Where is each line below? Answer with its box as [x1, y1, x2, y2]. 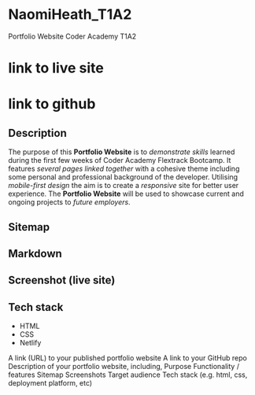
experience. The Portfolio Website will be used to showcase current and [8, 189, 244, 198]
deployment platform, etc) [8, 378, 93, 388]
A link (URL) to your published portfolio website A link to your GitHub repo [8, 353, 248, 363]
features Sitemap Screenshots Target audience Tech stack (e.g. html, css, [8, 370, 248, 379]
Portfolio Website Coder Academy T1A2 [8, 31, 137, 41]
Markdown [8, 246, 63, 260]
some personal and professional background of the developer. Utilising [8, 172, 238, 182]
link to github [8, 95, 96, 113]
